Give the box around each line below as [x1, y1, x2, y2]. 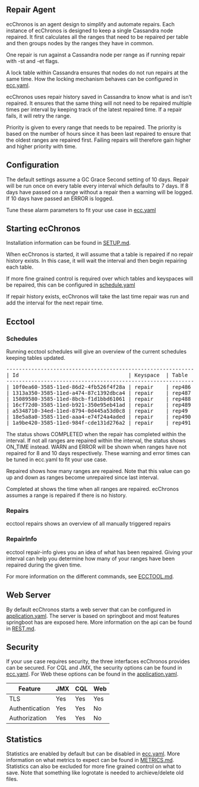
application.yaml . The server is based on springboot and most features [6, 612, 180, 619]
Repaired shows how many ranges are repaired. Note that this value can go [6, 468, 191, 475]
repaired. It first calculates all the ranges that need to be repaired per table [6, 33, 189, 41]
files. [6, 776, 18, 783]
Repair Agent [6, 5, 56, 15]
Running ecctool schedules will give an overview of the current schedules [6, 348, 187, 355]
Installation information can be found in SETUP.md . [6, 239, 131, 247]
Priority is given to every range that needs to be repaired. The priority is [6, 123, 182, 130]
